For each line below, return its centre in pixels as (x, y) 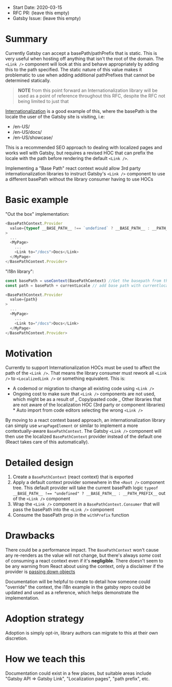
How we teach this (45, 659)
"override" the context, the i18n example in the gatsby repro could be (78, 587)
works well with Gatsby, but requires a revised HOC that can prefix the (79, 153)
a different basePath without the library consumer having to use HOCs (79, 179)
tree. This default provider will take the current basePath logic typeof (85, 488)
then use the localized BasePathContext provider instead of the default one (84, 437)
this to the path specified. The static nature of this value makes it (74, 69)
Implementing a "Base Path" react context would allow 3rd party (73, 168)
